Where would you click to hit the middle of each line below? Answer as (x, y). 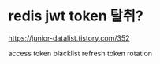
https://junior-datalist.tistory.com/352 (69, 38)
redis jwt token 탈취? (76, 16)
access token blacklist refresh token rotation (80, 53)
